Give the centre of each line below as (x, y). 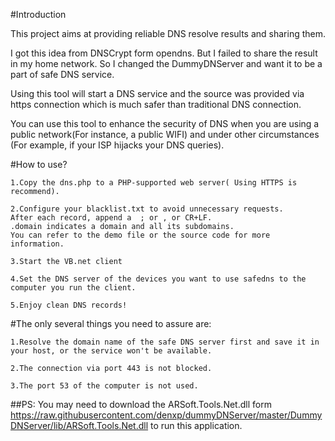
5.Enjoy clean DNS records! (69, 305)
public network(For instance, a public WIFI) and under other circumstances (165, 134)
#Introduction (38, 14)
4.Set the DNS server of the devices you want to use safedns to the (158, 279)
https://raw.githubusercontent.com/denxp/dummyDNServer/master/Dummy (166, 415)
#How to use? (39, 164)
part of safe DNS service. (62, 74)
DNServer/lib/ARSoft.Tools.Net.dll (79, 425)
